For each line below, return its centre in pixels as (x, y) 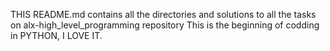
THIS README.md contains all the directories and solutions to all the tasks (163, 14)
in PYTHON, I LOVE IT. (56, 35)
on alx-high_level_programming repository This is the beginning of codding (165, 25)
